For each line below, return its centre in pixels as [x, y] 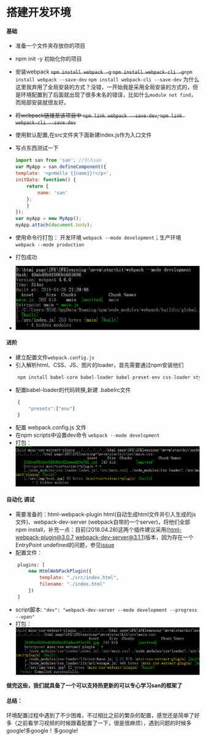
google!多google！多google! [42, 731]
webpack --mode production [50, 245]
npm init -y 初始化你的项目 [48, 59]
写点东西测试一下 [37, 148]
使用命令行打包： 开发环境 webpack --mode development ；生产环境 [98, 238]
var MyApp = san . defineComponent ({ [61, 167]
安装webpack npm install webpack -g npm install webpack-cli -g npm [104, 72]
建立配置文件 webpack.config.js [55, 357]
